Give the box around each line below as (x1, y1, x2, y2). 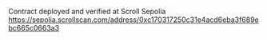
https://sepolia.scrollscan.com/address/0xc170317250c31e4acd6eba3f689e (8, 15, 260, 24)
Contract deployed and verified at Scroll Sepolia (8, 7, 166, 16)
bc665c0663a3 (8, 24, 60, 32)
